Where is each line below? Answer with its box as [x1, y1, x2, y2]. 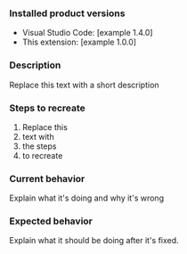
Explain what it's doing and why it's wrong [9, 193, 165, 203]
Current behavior [9, 172, 85, 184]
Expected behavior [9, 215, 93, 227]
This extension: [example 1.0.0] [21, 37, 136, 47]
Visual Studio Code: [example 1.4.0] [21, 28, 153, 38]
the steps [21, 141, 57, 152]
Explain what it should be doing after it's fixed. [9, 235, 180, 246]
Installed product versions [9, 7, 126, 20]
